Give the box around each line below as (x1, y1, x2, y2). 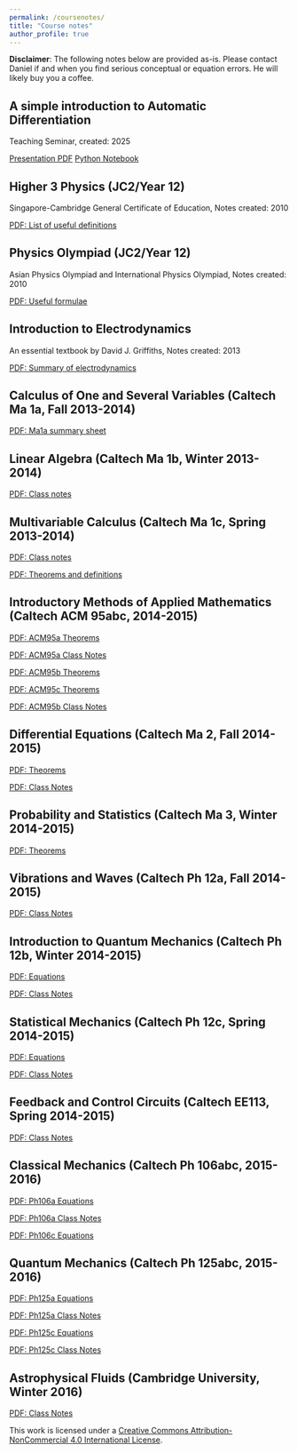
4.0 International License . (70, 1434, 163, 1445)
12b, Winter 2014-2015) (9, 947, 142, 962)
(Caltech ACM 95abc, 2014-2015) (9, 609, 199, 624)
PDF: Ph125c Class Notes (9, 1345, 102, 1355)
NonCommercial (9, 1434, 69, 1445)
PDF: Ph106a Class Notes (9, 1212, 102, 1223)
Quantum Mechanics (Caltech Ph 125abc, (9, 1255, 243, 1271)
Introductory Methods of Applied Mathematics (9, 595, 272, 610)
